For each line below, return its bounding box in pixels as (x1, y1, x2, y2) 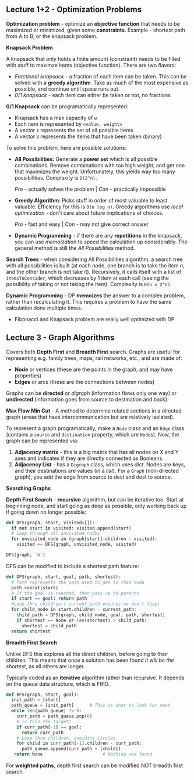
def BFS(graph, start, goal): (6, 692, 80, 697)
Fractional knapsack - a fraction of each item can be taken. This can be (14, 73, 187, 80)
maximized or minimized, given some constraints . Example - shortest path (6, 26, 185, 33)
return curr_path (21, 730, 64, 736)
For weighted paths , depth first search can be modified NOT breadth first (6, 762, 184, 769)
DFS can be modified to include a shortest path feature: (6, 562, 140, 569)
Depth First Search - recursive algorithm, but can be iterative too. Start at (6, 496, 184, 503)
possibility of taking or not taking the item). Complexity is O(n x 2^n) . (6, 280, 172, 287)
